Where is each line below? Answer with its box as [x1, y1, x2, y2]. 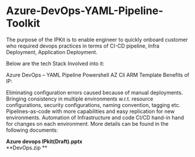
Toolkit [6, 16, 40, 30]
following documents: [6, 126, 59, 133]
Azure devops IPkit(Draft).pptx [6, 138, 83, 145]
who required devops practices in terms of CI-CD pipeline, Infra [6, 42, 160, 49]
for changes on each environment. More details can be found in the [6, 120, 169, 127]
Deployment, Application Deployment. [6, 48, 98, 55]
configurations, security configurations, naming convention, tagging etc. [6, 101, 180, 108]
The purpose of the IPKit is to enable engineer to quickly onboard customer [6, 36, 189, 43]
